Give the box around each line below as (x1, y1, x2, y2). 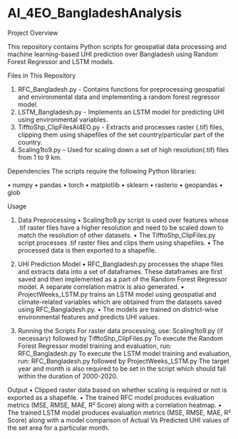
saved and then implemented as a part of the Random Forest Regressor (17, 275, 228, 283)
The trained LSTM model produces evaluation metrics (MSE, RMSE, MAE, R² (7, 408, 232, 417)
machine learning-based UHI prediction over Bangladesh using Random (7, 50, 219, 58)
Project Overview (7, 28, 58, 37)
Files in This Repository (7, 71, 76, 80)
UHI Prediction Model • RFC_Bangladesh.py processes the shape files (17, 260, 224, 268)
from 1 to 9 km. (17, 153, 62, 162)
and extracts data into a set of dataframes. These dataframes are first (17, 267, 223, 275)
